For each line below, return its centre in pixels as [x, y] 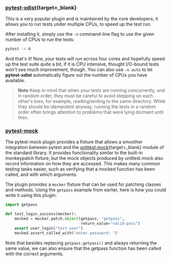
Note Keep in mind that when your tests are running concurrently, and [91, 91]
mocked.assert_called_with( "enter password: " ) [66, 233]
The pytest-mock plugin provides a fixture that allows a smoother [74, 142]
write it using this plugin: [31, 195]
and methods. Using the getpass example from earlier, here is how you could [86, 190]
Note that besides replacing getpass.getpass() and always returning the [81, 243]
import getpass [21, 205]
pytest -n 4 [18, 49]
